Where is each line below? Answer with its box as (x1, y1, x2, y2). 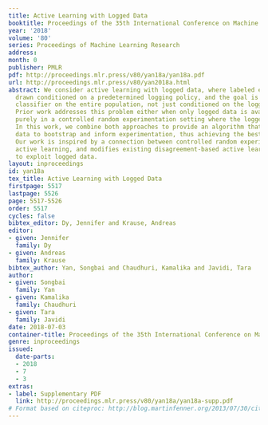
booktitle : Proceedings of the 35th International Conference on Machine (8, 19, 259, 27)
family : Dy (15, 242, 52, 250)
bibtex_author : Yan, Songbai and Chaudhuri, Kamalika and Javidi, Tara (8, 264, 251, 272)
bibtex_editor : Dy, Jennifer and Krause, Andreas (8, 219, 177, 227)
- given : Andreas (8, 249, 66, 257)
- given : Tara (8, 308, 56, 316)
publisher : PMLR (8, 64, 62, 72)
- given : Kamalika (8, 293, 69, 301)
